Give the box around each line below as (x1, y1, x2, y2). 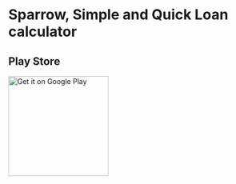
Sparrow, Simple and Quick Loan (8, 6, 229, 24)
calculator (8, 22, 78, 41)
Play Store (8, 54, 61, 68)
